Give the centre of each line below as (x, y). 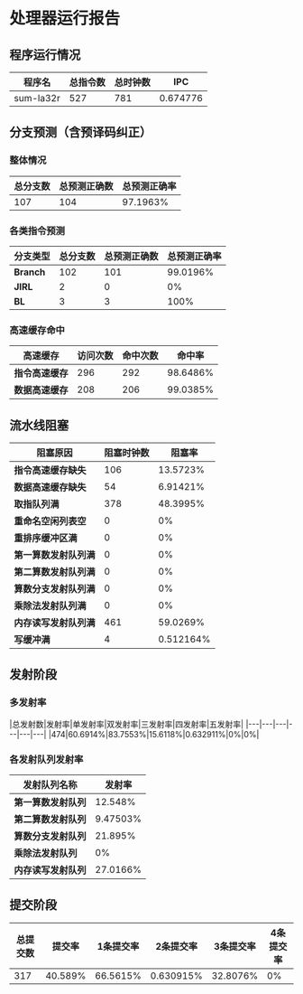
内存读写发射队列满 (55, 623)
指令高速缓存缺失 (50, 471)
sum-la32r (37, 98)
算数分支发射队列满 (55, 589)
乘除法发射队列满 (50, 606)
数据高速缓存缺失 (50, 487)
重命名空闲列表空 (50, 521)
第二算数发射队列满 (55, 572)
